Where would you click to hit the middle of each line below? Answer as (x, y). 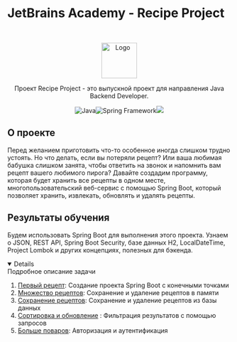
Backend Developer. (119, 96)
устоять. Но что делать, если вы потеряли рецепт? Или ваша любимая (115, 157)
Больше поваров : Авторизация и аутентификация (93, 330)
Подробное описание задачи (51, 271)
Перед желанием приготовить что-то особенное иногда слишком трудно (119, 150)
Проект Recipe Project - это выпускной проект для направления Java (119, 88)
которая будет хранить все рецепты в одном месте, (87, 180)
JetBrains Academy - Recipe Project (116, 13)
